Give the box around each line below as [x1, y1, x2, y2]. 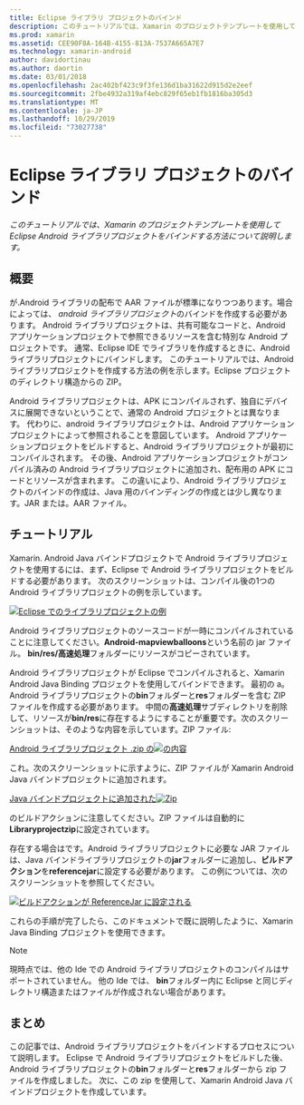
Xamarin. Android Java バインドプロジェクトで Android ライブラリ [9, 552, 257, 563]
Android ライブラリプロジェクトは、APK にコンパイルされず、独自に [9, 396, 265, 406]
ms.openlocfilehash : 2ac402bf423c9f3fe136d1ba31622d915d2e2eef [9, 81, 253, 90]
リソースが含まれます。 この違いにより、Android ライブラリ [33, 474, 256, 485]
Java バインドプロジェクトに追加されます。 [9, 773, 172, 785]
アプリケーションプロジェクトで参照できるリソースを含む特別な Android [9, 330, 279, 341]
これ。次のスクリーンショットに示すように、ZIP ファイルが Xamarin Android [9, 762, 294, 773]
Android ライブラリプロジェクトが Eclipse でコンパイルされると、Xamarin [9, 667, 285, 678]
